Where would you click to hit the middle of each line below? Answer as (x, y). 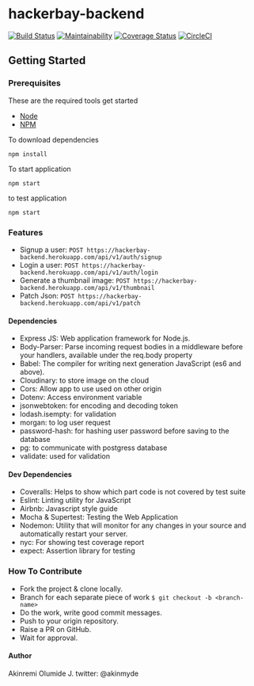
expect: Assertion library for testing (78, 551)
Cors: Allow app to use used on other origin (91, 389)
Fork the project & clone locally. (71, 589)
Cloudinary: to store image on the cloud (84, 380)
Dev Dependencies (40, 474)
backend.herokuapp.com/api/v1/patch (80, 303)
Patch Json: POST (47, 295)
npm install (28, 154)
